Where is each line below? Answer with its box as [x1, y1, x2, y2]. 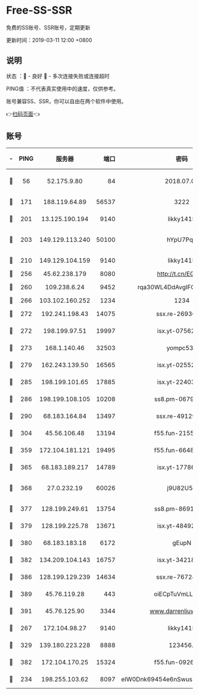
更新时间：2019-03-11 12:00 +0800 [6, 36, 92, 43]
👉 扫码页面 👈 [6, 110, 40, 117]
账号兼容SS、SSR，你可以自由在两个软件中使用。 [6, 97, 127, 104]
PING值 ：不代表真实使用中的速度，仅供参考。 [6, 85, 119, 92]
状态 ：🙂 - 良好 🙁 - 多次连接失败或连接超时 [6, 72, 110, 79]
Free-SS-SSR [6, 4, 72, 17]
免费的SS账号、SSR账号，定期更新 [6, 24, 91, 31]
